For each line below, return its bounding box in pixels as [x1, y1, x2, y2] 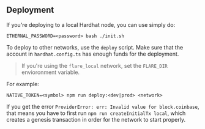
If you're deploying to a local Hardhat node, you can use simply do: [6, 21, 176, 28]
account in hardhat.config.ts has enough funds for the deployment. [6, 50, 179, 57]
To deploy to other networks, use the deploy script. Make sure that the [6, 43, 184, 51]
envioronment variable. [21, 68, 80, 76]
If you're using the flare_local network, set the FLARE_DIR [21, 62, 168, 69]
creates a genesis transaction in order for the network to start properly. [6, 116, 185, 123]
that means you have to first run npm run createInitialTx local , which [6, 109, 186, 117]
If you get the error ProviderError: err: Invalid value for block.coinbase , [6, 103, 199, 110]
